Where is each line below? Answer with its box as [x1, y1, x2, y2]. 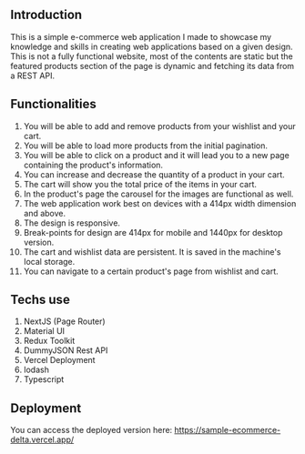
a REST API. [10, 70, 56, 81]
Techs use [10, 292, 71, 308]
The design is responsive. [23, 217, 121, 228]
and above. [23, 207, 66, 218]
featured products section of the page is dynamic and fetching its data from [10, 60, 295, 71]
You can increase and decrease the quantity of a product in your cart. [23, 168, 285, 180]
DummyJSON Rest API [23, 345, 108, 356]
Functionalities [10, 96, 97, 112]
